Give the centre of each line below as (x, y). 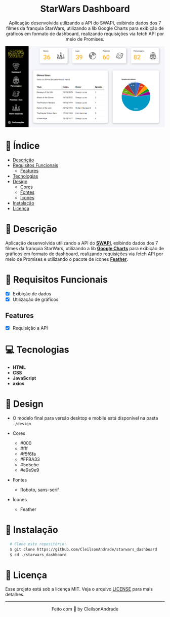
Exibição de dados (32, 294)
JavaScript (24, 378)
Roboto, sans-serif (39, 490)
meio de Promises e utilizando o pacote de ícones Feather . (67, 259)
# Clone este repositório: (38, 544)
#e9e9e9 (30, 470)
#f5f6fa (28, 454)
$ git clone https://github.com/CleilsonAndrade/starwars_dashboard (83, 549)
